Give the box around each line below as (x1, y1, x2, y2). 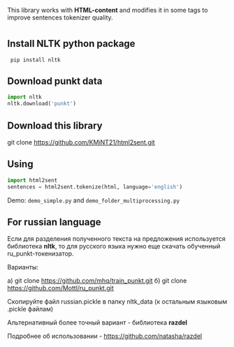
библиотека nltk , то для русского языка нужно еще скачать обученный (7, 242, 221, 251)
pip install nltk (10, 56, 61, 64)
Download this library (7, 119, 103, 131)
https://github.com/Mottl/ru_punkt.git (7, 284, 114, 293)
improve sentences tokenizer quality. (7, 13, 113, 22)
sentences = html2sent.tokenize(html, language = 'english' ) (7, 183, 183, 191)
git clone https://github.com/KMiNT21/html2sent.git (7, 138, 155, 146)
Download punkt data (7, 75, 103, 87)
